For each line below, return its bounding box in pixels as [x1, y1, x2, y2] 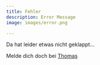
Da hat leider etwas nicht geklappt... [6, 41, 95, 48]
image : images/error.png [6, 19, 68, 25]
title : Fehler [6, 8, 42, 15]
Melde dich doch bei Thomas [6, 53, 78, 60]
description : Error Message [6, 14, 76, 20]
